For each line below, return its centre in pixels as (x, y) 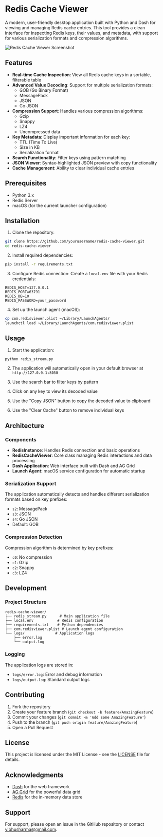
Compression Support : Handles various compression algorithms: (78, 111)
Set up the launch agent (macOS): (46, 309)
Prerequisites (26, 183)
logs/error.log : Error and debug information (57, 674)
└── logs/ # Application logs (50, 633)
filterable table (27, 80)
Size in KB (29, 147)
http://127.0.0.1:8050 (35, 373)
